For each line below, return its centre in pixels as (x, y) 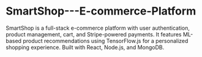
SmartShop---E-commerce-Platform (101, 11)
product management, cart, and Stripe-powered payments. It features (94, 34)
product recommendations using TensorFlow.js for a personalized (106, 41)
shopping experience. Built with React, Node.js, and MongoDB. (85, 47)
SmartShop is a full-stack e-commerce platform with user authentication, (98, 28)
